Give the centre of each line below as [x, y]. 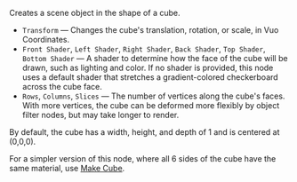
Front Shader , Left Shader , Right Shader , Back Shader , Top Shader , [144, 49]
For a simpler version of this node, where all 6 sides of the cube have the [143, 158]
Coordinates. [45, 40]
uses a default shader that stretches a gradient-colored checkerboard [150, 77]
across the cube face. [62, 87]
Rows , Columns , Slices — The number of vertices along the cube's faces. [153, 96]
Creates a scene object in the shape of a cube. [95, 13]
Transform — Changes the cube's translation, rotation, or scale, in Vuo [150, 30]
